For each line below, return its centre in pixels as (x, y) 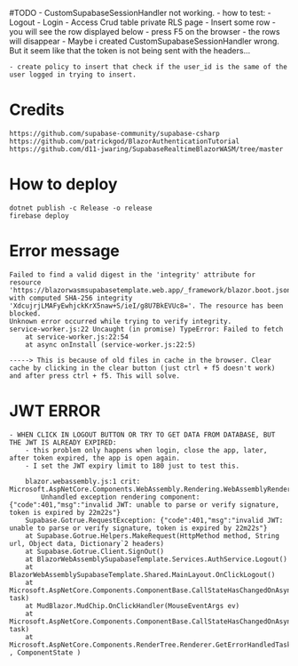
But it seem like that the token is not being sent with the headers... (130, 51)
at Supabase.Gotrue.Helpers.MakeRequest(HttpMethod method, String (152, 536)
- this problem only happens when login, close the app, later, (146, 450)
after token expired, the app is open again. (94, 458)
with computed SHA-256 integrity (71, 298)
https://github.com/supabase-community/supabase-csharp (114, 133)
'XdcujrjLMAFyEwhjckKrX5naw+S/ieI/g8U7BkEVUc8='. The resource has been (146, 306)
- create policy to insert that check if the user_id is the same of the (149, 67)
